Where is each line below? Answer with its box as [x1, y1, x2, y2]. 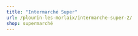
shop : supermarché [6, 20, 53, 26]
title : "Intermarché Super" [6, 9, 78, 15]
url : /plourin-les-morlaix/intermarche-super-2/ [6, 15, 133, 21]
